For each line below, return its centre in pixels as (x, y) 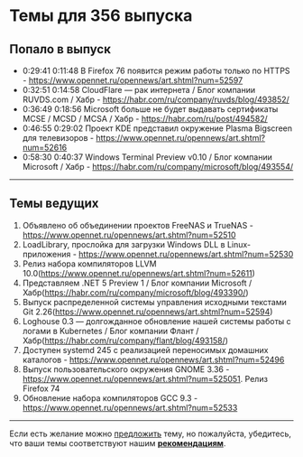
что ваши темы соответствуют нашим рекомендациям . (118, 443)
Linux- (239, 244)
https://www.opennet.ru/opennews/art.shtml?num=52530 (186, 254)
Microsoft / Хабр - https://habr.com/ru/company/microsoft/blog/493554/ (158, 167)
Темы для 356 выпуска (101, 16)
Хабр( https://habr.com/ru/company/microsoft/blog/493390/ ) (136, 292)
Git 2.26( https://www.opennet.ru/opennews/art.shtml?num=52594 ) (147, 312)
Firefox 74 (41, 388)
